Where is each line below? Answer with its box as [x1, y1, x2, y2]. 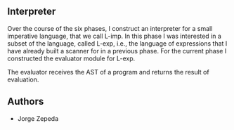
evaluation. [7, 75, 39, 84]
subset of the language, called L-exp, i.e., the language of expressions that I [7, 39, 228, 48]
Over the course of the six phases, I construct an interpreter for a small [7, 24, 213, 32]
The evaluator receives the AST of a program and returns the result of [7, 67, 209, 76]
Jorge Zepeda [17, 114, 59, 122]
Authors [7, 96, 44, 108]
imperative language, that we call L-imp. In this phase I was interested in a [7, 32, 221, 40]
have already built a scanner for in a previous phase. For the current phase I [7, 46, 227, 55]
